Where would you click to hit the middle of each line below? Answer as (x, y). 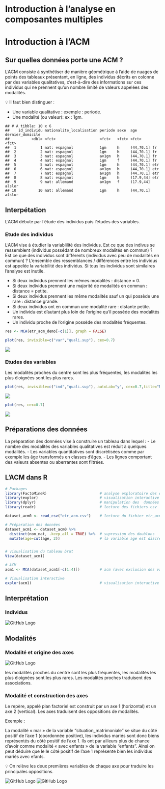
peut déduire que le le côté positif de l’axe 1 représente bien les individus (79, 751)
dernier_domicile (23, 135)
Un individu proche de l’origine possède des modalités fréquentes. (79, 322)
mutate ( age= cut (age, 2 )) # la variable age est (78, 538)
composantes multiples (54, 19)
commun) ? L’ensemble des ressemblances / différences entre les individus (81, 261)
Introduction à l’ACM (47, 42)
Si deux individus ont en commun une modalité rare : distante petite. (81, 307)
